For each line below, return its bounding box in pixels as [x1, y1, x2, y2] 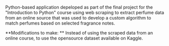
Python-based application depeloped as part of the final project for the [5, 4, 153, 10]
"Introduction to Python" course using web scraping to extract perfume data [5, 9, 164, 15]
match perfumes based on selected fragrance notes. [5, 20, 115, 26]
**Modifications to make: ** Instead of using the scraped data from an [5, 30, 153, 35]
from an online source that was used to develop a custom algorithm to [5, 15, 151, 20]
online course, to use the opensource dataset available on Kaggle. [5, 35, 143, 41]
